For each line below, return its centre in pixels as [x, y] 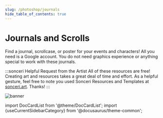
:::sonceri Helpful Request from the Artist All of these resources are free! [78, 71]
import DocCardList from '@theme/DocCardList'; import [61, 105]
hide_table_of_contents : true [36, 14]
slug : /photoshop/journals [32, 9]
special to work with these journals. [41, 62]
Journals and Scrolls [47, 38]
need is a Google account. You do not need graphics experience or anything [81, 57]
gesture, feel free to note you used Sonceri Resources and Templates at [77, 82]
